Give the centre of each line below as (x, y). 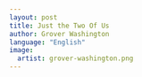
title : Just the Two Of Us (59, 26)
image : (21, 50)
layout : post (33, 17)
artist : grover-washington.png (75, 58)
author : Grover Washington (59, 34)
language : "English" (48, 42)
